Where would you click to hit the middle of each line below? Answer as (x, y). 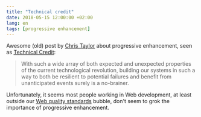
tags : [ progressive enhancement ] (48, 29)
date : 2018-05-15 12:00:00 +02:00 (50, 17)
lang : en (17, 23)
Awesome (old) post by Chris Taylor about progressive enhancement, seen (99, 46)
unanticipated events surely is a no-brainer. (75, 83)
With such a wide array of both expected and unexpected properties (106, 64)
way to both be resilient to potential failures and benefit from (96, 77)
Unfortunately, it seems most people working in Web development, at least (99, 95)
